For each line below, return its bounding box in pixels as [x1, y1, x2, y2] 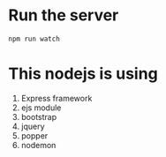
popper [20, 130, 49, 141]
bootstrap [20, 111, 57, 122]
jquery [20, 121, 45, 131]
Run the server [8, 5, 119, 26]
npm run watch [8, 34, 61, 43]
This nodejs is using [8, 64, 158, 84]
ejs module [20, 102, 62, 113]
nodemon [20, 139, 57, 150]
